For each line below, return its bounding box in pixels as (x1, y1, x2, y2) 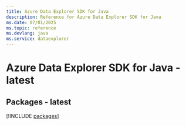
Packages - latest (6, 97, 72, 107)
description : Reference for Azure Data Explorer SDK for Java (6, 14, 161, 20)
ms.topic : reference (6, 25, 57, 31)
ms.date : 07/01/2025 (6, 19, 57, 25)
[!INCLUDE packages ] (6, 113, 59, 119)
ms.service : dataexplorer (6, 36, 69, 42)
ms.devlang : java (6, 31, 49, 36)
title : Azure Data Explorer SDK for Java (6, 8, 109, 15)
